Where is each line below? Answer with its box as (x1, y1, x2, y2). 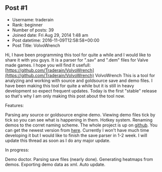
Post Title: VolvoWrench (12, 42, 60, 48)
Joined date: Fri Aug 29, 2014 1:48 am (12, 32, 89, 38)
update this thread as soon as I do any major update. (5, 138, 111, 143)
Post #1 (5, 4, 28, 12)
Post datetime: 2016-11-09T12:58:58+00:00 (12, 37, 100, 43)
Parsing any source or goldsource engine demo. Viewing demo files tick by (5, 111, 156, 118)
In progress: (5, 147, 29, 153)
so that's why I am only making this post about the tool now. (5, 93, 126, 99)
